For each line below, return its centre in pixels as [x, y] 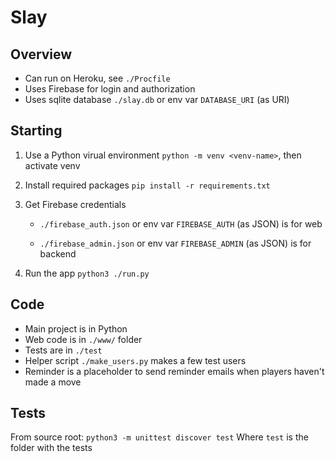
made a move [53, 382]
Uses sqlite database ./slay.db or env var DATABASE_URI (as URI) [157, 99]
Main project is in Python [76, 328]
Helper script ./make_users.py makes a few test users [135, 360]
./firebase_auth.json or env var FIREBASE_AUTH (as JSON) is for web [181, 223]
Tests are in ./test [63, 350]
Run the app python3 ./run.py [87, 273]
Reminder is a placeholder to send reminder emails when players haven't [174, 371]
